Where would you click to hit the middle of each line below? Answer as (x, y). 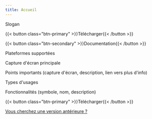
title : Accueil (21, 10)
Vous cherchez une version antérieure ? (46, 111)
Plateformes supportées (30, 53)
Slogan (13, 24)
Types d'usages (22, 82)
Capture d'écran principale (33, 62)
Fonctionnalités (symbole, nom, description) (51, 92)
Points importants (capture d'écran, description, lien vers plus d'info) (76, 72)
